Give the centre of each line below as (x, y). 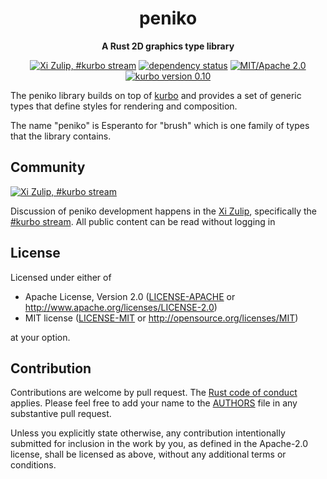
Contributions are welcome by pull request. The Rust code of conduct (154, 393)
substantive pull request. (61, 414)
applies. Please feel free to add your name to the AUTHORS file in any (154, 403)
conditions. (33, 465)
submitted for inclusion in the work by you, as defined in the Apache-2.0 (159, 444)
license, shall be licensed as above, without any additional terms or (148, 454)
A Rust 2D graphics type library (168, 46)
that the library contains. (61, 136)
